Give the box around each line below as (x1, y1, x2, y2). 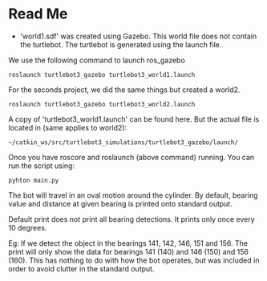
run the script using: (8, 161, 75, 171)
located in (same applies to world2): (8, 122, 127, 132)
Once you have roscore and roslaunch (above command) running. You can (8, 152, 255, 162)
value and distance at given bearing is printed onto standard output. (8, 199, 233, 208)
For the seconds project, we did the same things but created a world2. (8, 85, 241, 94)
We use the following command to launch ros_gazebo (8, 55, 186, 65)
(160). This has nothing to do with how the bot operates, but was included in (8, 255, 260, 265)
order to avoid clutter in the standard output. (8, 263, 155, 273)
